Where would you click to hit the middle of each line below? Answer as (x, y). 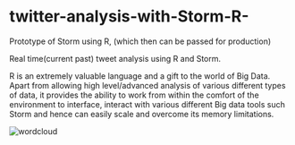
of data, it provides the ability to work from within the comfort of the (134, 95)
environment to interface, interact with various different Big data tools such (147, 104)
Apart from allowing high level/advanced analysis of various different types (147, 85)
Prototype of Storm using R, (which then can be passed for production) (140, 41)
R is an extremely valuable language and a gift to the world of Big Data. (140, 76)
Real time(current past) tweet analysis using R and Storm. (115, 58)
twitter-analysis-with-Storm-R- (129, 17)
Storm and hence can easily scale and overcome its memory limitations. (142, 114)
